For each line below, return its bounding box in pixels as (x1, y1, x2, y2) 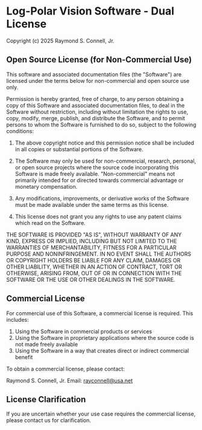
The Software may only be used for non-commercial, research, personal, (14, 157, 197, 165)
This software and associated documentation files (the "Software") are (6, 71, 182, 78)
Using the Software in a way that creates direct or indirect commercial (14, 347, 189, 354)
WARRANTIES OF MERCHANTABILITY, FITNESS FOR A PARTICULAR (6, 244, 177, 251)
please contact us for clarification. (6, 417, 92, 424)
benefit (14, 353, 33, 360)
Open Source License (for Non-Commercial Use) (6, 54, 192, 65)
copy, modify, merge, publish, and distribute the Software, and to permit (6, 114, 185, 122)
